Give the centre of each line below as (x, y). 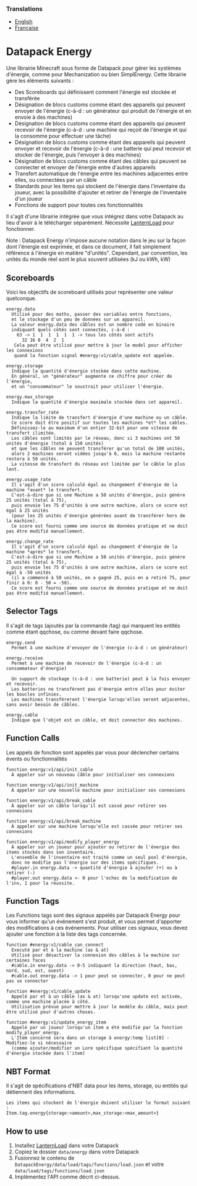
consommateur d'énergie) (36, 668)
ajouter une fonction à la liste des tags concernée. (67, 934)
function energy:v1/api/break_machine (54, 821)
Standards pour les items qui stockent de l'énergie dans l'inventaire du (100, 186)
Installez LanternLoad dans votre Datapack (66, 1146)
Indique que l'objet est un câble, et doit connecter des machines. (97, 720)
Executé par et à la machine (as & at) (60, 950)
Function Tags (33, 901)
